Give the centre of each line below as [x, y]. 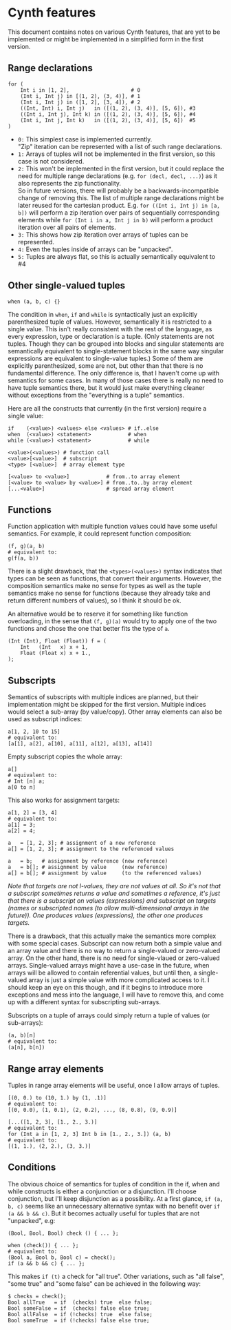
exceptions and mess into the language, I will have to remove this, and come [116, 995]
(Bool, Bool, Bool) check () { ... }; [63, 1233]
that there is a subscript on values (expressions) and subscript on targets [112, 901]
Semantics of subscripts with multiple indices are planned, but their [103, 697]
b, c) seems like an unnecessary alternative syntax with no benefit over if [114, 1206]
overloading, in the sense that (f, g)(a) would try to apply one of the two [112, 621]
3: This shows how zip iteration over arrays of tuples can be [103, 234]
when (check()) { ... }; [43, 1245]
